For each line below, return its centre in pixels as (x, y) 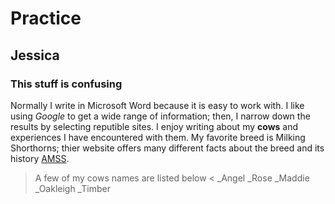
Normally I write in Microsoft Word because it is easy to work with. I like (157, 105)
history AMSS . (40, 158)
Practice (46, 18)
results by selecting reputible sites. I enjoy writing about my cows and (154, 126)
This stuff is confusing (66, 84)
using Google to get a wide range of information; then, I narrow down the (160, 116)
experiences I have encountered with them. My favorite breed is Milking (158, 137)
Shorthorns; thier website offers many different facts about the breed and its (167, 148)
